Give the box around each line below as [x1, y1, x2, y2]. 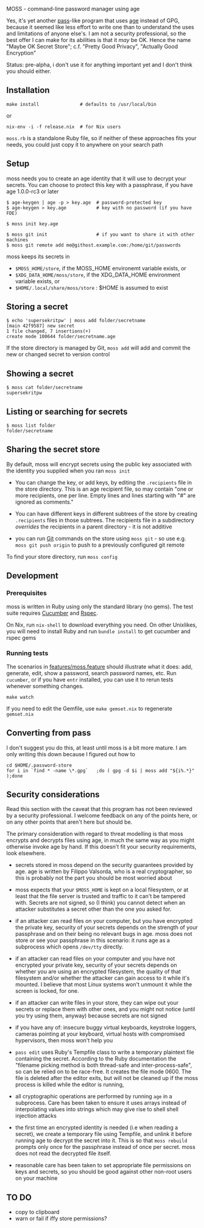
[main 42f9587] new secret [6, 323, 75, 329]
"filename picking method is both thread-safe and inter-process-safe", [15, 1062, 192, 1069]
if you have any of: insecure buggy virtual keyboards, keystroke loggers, [15, 1024, 197, 1031]
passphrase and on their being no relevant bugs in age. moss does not [15, 930, 192, 938]
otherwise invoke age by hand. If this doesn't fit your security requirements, [6, 843, 197, 851]
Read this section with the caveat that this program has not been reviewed [6, 805, 193, 813]
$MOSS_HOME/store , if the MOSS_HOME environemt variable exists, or [15, 264, 187, 272]
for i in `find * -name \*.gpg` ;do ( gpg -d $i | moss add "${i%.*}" [6, 767, 195, 774]
